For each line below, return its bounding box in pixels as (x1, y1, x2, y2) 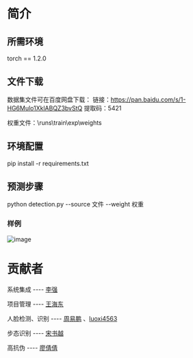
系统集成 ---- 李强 (7, 285, 58, 294)
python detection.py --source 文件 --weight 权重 (7, 200, 144, 208)
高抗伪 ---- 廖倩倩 (7, 344, 58, 352)
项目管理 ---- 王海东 (7, 300, 64, 308)
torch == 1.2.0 (7, 54, 47, 62)
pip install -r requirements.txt (7, 159, 89, 167)
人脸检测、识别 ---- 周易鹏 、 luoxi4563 (7, 314, 118, 322)
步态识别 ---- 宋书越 (7, 329, 64, 337)
